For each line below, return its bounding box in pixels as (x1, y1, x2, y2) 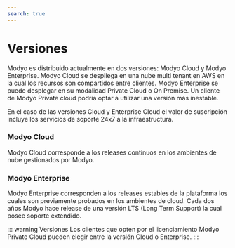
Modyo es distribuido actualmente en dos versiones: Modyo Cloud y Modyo (7, 64, 227, 72)
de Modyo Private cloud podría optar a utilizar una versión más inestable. (7, 93, 219, 102)
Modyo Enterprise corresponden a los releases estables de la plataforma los (7, 189, 228, 197)
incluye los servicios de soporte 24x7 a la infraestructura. (7, 115, 174, 123)
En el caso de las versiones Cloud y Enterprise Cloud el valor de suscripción (7, 107, 228, 116)
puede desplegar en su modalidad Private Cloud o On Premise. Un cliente (7, 86, 220, 95)
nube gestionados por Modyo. (7, 155, 95, 164)
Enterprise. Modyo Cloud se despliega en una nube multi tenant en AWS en (7, 71, 225, 79)
